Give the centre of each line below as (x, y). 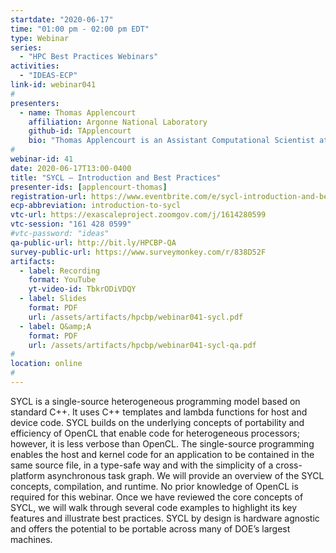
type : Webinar (40, 38)
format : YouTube (62, 280)
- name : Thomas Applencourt (78, 112)
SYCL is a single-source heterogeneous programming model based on (155, 401)
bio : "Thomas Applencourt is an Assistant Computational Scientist (171, 141)
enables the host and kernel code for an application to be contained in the (162, 454)
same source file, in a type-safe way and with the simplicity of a (142, 465)
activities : (35, 66)
